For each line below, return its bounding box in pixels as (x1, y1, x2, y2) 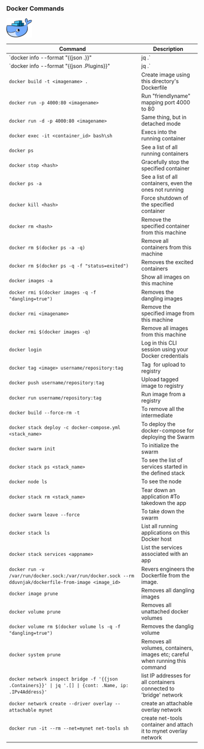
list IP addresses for (141, 672, 191, 679)
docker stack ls (8, 530, 50, 537)
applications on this (141, 529, 190, 537)
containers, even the (141, 180, 192, 187)
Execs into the (141, 129, 177, 136)
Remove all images (141, 325, 188, 332)
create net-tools (141, 714, 183, 722)
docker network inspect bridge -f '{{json (8, 676, 118, 682)
